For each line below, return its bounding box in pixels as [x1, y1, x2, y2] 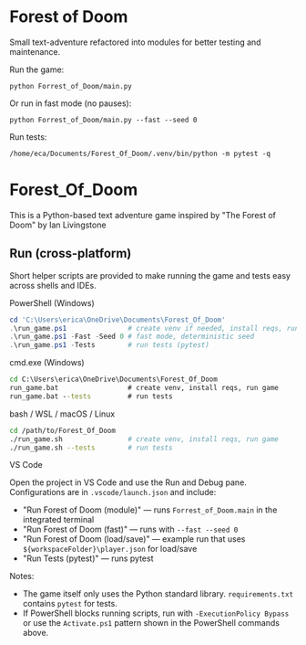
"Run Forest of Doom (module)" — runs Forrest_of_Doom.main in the [22, 504, 278, 515]
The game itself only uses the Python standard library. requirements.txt [22, 588, 294, 599]
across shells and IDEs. [9, 280, 97, 291]
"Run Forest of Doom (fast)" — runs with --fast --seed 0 [22, 523, 239, 535]
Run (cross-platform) [9, 246, 132, 261]
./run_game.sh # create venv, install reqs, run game [9, 434, 280, 444]
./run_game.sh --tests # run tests [9, 443, 173, 452]
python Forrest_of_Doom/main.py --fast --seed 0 [9, 115, 198, 124]
